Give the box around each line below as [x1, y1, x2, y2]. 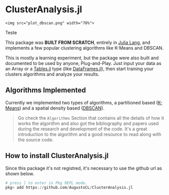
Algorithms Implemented [5, 86, 87, 95]
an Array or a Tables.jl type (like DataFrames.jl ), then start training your [5, 66, 154, 72]
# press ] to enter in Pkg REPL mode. [5, 180, 88, 185]
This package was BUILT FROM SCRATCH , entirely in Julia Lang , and [5, 39, 151, 46]
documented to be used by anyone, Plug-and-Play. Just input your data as [5, 60, 162, 66]
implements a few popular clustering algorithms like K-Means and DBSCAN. [5, 45, 164, 51]
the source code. [17, 137, 54, 143]
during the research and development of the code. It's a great [17, 125, 148, 132]
